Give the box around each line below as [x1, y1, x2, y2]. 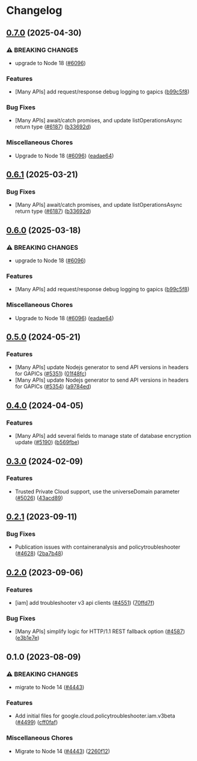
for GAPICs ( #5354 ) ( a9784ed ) [14, 383, 92, 390]
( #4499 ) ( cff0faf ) [14, 719, 58, 726]
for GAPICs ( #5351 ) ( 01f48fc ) [14, 370, 87, 377]
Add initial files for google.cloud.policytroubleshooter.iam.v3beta [14, 712, 175, 719]
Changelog [6, 4, 62, 17]
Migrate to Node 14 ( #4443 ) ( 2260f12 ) [14, 747, 111, 754]
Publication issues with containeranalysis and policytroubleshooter [14, 543, 181, 551]
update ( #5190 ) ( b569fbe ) [14, 438, 80, 446]
